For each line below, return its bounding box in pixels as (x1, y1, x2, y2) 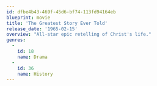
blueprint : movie (6, 15, 51, 21)
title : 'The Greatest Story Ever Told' (6, 20, 108, 26)
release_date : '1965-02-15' (6, 25, 78, 32)
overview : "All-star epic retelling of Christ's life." (6, 31, 152, 38)
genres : (6, 37, 26, 43)
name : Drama (17, 54, 48, 60)
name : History (17, 71, 53, 77)
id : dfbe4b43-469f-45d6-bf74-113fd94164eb (6, 8, 116, 15)
